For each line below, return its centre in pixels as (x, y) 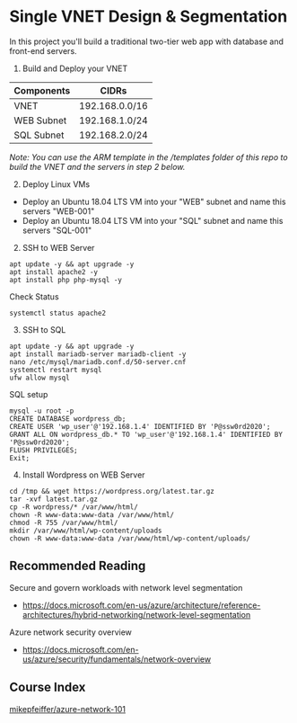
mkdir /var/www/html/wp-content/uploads (86, 531)
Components (42, 90)
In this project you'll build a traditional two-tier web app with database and (147, 41)
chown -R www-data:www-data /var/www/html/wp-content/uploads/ (130, 538)
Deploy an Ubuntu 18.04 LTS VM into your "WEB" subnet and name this (154, 201)
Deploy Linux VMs (56, 184)
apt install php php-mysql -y (66, 280)
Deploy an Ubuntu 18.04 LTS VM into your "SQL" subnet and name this (153, 220)
